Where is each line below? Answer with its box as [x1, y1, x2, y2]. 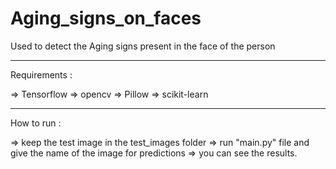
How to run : [10, 117, 62, 129]
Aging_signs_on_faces [10, 7, 202, 30]
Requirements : [10, 68, 73, 81]
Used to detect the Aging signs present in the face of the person [10, 40, 276, 52]
